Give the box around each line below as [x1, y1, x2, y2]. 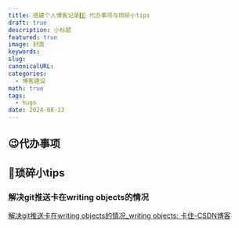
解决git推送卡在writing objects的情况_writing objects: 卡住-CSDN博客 [8, 211, 231, 220]
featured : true [8, 33, 58, 42]
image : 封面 [8, 41, 45, 49]
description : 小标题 [8, 26, 72, 34]
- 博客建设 [15, 77, 46, 85]
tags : [8, 92, 26, 100]
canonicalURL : [8, 63, 55, 71]
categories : [8, 70, 47, 78]
